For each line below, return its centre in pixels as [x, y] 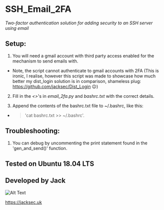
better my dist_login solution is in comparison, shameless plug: [77, 81]
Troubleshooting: [33, 131]
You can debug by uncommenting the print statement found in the [80, 143]
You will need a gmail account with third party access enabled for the [83, 56]
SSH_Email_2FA [38, 9]
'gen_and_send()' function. [40, 148]
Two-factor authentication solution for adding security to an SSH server [79, 23]
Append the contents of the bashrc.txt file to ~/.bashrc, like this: [78, 106]
